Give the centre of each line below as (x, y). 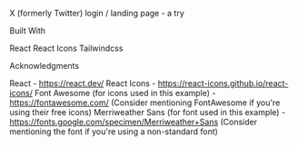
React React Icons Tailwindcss (66, 48)
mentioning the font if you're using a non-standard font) (114, 131)
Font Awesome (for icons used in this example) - (125, 93)
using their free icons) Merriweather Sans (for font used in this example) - (148, 112)
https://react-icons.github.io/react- (223, 83)
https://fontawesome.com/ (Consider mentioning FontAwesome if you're (145, 102)
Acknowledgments (45, 66)
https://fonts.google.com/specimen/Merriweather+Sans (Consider (134, 122)
